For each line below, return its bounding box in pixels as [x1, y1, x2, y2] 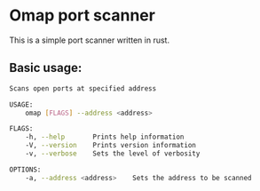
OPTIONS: [9, 165, 42, 174]
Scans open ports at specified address [9, 84, 157, 93]
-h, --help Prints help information [25, 132, 185, 142]
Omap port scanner [9, 5, 155, 26]
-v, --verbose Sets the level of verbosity [25, 149, 201, 158]
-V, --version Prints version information [25, 141, 197, 150]
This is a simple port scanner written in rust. [9, 35, 170, 45]
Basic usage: [9, 60, 83, 76]
